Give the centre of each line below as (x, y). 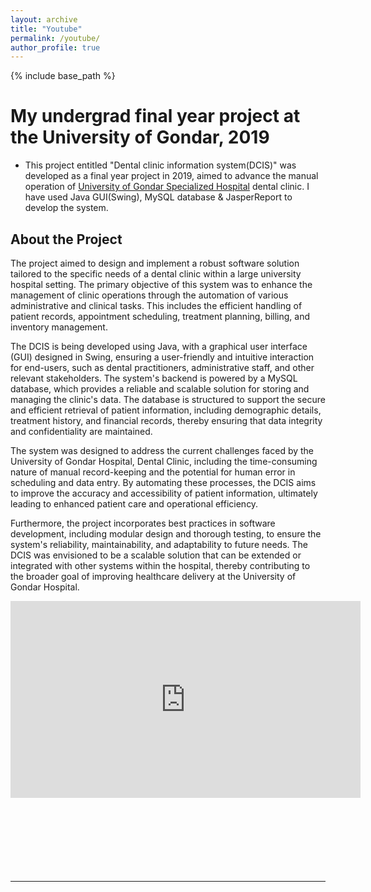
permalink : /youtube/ (55, 38)
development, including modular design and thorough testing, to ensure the (166, 534)
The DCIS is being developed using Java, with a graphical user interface (159, 346)
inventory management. (59, 327)
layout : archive (44, 19)
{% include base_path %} (63, 76)
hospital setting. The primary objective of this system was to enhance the (161, 284)
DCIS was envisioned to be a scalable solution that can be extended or (156, 555)
